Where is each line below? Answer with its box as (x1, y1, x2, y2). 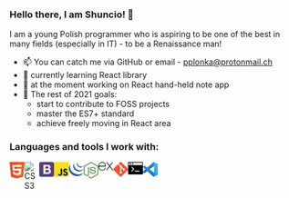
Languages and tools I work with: (9, 141, 160, 153)
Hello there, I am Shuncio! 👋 (9, 8, 134, 21)
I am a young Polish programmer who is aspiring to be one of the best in (9, 29, 281, 40)
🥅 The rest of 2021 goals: (22, 89, 118, 100)
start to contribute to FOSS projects (36, 99, 170, 110)
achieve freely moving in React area (36, 118, 171, 129)
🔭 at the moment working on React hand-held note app (22, 79, 230, 90)
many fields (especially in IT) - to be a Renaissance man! (9, 38, 222, 49)
